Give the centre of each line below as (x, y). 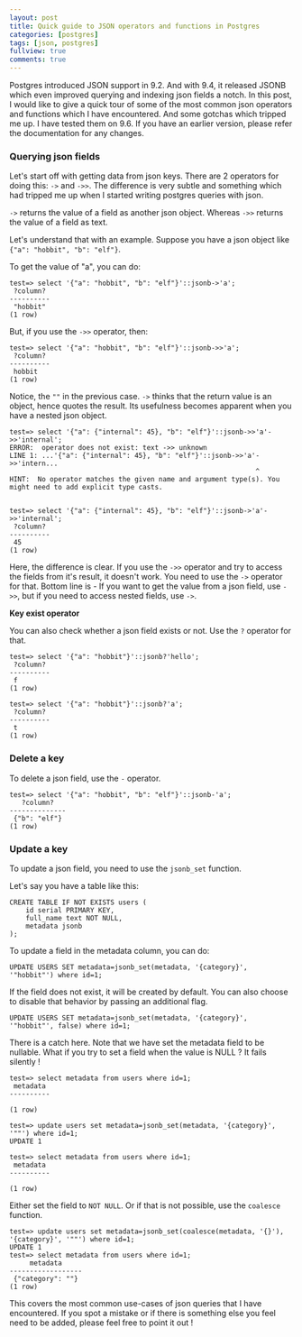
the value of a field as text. (59, 223)
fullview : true (38, 51)
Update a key (39, 848)
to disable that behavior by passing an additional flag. (109, 1001)
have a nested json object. (58, 416)
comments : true (38, 60)
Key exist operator (45, 613)
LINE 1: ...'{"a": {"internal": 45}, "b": (90, 456)
